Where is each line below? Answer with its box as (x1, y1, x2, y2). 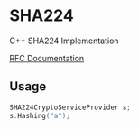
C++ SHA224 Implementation (9, 35, 119, 46)
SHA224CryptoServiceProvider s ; (9, 103, 131, 112)
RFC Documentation (9, 52, 85, 63)
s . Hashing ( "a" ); (9, 111, 70, 120)
